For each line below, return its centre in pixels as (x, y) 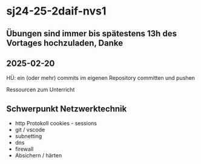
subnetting (28, 136)
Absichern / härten (38, 156)
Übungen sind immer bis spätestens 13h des (92, 34)
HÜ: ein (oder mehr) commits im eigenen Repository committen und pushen (101, 78)
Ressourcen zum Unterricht (41, 90)
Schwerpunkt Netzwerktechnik (67, 109)
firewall (24, 149)
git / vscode (30, 130)
